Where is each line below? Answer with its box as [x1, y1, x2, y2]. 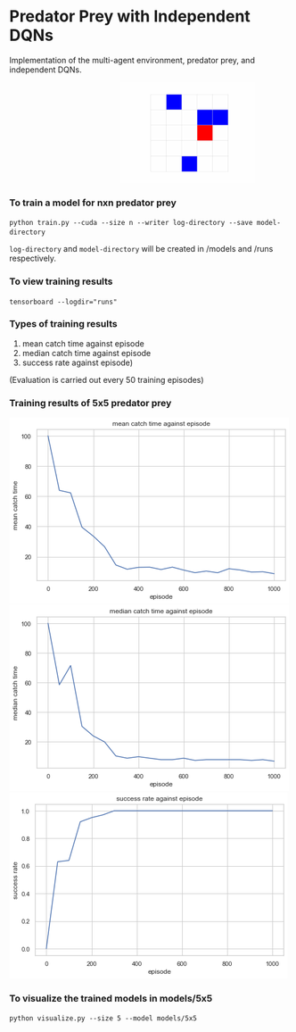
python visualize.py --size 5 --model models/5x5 [9, 1014, 198, 1023]
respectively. [9, 253, 56, 264]
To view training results [9, 275, 113, 287]
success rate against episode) [21, 357, 134, 368]
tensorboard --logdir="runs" [9, 297, 118, 306]
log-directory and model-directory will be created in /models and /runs [9, 244, 274, 254]
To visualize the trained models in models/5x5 [9, 993, 213, 1005]
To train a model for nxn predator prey [9, 196, 177, 209]
